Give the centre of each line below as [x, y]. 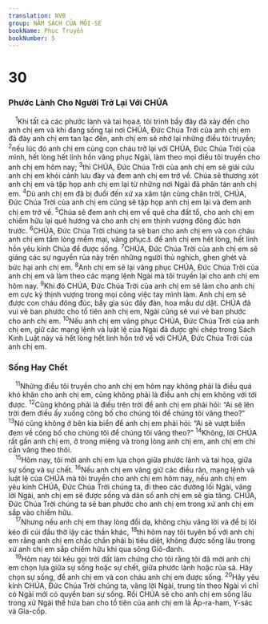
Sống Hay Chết [38, 367]
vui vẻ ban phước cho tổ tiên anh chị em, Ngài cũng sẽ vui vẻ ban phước [127, 311]
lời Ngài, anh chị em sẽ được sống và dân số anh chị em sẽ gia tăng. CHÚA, [133, 495]
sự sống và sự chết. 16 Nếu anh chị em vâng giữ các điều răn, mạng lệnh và [132, 468]
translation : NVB [37, 16]
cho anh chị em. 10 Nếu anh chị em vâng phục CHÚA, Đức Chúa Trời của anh [134, 320]
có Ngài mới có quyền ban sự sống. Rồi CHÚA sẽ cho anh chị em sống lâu [130, 594]
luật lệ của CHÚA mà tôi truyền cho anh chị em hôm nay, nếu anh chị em [128, 478]
